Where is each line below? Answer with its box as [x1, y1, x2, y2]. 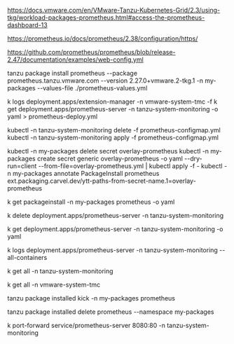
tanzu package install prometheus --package [7, 69, 138, 77]
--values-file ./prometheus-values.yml [37, 84, 148, 92]
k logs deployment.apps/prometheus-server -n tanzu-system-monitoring [7, 246, 219, 254]
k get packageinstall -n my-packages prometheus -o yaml [7, 198, 175, 206]
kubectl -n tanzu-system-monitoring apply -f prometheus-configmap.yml [7, 133, 219, 142]
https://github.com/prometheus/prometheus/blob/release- [7, 48, 176, 56]
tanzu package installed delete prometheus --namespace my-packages [7, 308, 214, 316]
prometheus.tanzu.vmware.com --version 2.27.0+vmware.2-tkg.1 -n [7, 76, 203, 85]
